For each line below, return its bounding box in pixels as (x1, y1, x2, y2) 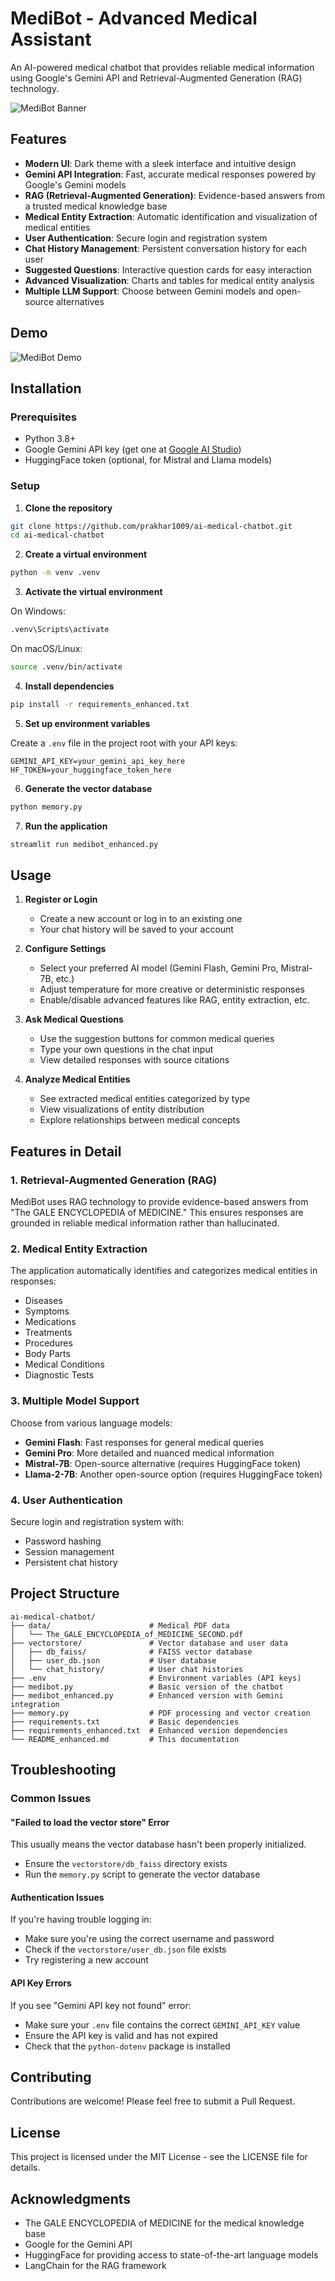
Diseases (24, 1295, 63, 1307)
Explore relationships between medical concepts (39, 1114, 241, 1126)
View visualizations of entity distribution (39, 1103, 205, 1116)
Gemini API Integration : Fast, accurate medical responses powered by (24, 168, 317, 180)
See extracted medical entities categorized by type (39, 1093, 251, 1105)
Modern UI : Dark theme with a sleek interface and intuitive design (24, 157, 297, 169)
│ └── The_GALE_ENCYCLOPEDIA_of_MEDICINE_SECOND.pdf (10, 1629, 244, 1639)
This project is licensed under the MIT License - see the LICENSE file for (10, 2151, 308, 2163)
